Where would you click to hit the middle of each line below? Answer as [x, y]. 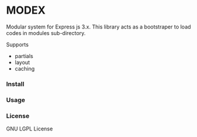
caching [25, 68]
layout [22, 62]
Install [15, 84]
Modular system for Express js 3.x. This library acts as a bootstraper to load [99, 27]
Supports [18, 44]
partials [24, 56]
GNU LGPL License [30, 129]
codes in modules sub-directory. [46, 33]
